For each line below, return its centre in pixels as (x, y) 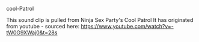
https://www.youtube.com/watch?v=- (127, 26)
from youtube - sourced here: (43, 26)
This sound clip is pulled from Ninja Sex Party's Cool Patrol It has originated (100, 20)
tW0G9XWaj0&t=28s (32, 33)
